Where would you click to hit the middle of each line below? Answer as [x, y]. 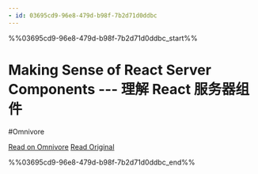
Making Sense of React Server [110, 70]
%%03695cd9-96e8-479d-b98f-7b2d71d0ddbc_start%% [103, 38]
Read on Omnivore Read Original [61, 146]
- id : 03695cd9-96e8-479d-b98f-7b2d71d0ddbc [83, 15]
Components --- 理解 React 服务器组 [129, 89]
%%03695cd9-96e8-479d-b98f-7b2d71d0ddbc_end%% [102, 162]
